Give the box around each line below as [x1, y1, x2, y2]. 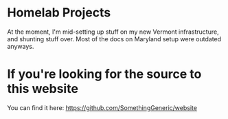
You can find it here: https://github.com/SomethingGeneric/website [7, 103, 198, 111]
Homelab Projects [7, 5, 111, 21]
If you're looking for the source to [7, 67, 202, 82]
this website [7, 81, 79, 97]
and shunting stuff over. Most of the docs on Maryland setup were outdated [7, 34, 222, 43]
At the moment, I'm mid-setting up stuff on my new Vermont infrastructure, [7, 28, 219, 36]
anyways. [7, 42, 34, 50]
